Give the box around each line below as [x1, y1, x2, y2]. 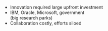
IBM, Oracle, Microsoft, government [10, 9, 85, 15]
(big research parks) [10, 15, 53, 20]
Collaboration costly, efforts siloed [10, 20, 82, 26]
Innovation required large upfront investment [10, 4, 103, 10]
